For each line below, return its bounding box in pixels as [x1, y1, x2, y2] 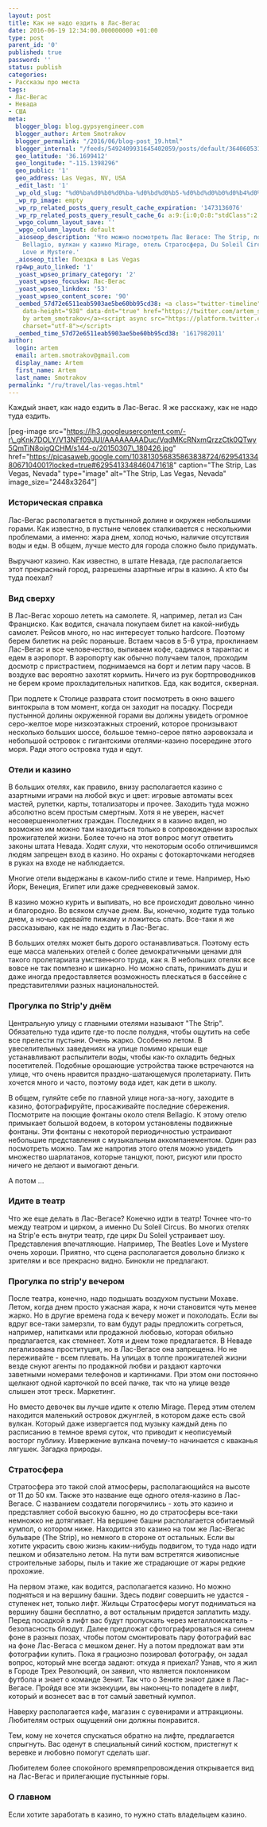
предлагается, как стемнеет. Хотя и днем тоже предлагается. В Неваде [8, 1336, 253, 1345]
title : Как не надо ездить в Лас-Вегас [8, 19, 141, 27]
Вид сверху [8, 593, 56, 604]
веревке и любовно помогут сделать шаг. [8, 1748, 151, 1757]
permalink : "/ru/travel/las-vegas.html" [8, 381, 145, 389]
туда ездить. [8, 411, 51, 421]
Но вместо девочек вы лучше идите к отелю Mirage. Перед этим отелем [8, 1402, 256, 1411]
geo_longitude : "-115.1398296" [15, 160, 119, 168]
